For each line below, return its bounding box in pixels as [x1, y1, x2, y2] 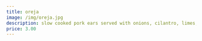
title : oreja [6, 8, 39, 15]
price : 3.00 [6, 25, 36, 32]
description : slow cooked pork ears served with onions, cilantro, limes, [6, 20, 198, 26]
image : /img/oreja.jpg [6, 14, 63, 20]
